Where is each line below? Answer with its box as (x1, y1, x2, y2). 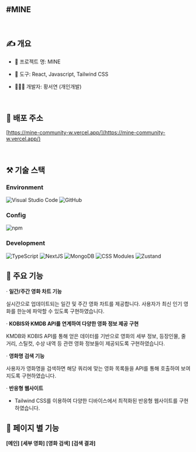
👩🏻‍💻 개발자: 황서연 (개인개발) (14, 83, 82, 90)
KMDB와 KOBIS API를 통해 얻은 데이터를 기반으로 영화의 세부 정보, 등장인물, (6, 332, 180, 339)
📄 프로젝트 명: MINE (14, 58, 61, 65)
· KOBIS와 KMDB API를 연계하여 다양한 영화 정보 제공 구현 (6, 320, 139, 327)
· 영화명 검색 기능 (6, 352, 45, 359)
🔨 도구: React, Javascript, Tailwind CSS (14, 70, 109, 77)
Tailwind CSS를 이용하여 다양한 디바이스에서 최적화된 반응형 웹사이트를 (14, 397, 178, 404)
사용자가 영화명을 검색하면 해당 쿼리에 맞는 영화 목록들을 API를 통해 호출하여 (6, 365, 180, 372)
